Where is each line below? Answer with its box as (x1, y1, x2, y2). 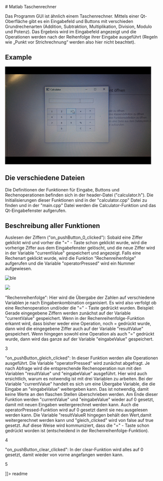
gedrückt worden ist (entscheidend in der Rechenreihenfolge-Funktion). (5, 428, 149, 434)
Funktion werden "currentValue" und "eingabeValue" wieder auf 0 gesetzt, (5, 397, 154, 402)
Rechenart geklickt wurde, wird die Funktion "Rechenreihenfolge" (5, 255, 136, 261)
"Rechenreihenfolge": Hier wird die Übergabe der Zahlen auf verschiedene (5, 294, 155, 301)
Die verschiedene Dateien (5, 174, 85, 182)
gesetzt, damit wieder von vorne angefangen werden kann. (5, 452, 124, 458)
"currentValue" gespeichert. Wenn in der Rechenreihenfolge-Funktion (5, 315, 145, 321)
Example (5, 53, 32, 62)
